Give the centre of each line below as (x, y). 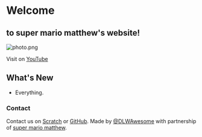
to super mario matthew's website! (73, 33)
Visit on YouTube (27, 59)
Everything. (29, 92)
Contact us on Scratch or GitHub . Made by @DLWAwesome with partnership (101, 121)
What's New (30, 78)
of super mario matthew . (37, 128)
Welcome (30, 11)
